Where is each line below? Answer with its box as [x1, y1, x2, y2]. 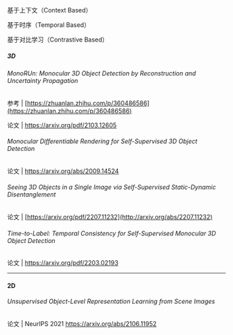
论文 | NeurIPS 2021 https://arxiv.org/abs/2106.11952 [7, 319, 157, 327]
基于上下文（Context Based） [7, 6, 92, 14]
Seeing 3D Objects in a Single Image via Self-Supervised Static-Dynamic [7, 183, 216, 192]
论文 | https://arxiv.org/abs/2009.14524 [7, 167, 119, 175]
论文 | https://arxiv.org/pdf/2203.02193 [7, 259, 119, 267]
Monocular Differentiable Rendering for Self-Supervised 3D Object [7, 137, 198, 145]
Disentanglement [7, 190, 56, 199]
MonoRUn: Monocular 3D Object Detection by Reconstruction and [7, 69, 196, 78]
